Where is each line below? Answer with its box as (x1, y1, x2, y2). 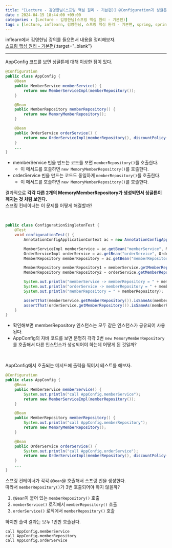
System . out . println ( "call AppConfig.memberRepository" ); (24, 420, 147, 425)
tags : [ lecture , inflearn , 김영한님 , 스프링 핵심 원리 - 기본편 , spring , (5, 22, 154, 27)
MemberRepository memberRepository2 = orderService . (24, 270, 139, 275)
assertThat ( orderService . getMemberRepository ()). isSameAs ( (24, 303, 153, 308)
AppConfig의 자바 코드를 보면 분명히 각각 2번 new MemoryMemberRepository (12, 335, 165, 342)
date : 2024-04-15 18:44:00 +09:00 (5, 12, 81, 17)
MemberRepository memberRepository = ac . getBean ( (24, 256, 132, 261)
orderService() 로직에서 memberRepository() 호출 (12, 507, 115, 514)
